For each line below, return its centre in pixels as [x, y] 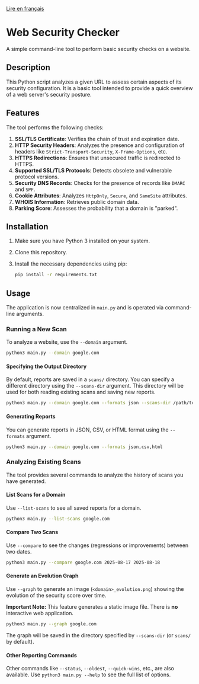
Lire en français [25, 9]
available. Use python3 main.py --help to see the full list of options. [89, 675]
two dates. [19, 551]
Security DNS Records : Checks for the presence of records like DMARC [100, 183]
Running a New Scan [36, 329]
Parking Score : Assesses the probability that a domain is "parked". [96, 208]
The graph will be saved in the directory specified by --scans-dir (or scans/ [99, 635]
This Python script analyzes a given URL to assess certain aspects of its [94, 82]
